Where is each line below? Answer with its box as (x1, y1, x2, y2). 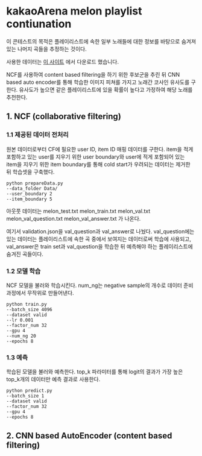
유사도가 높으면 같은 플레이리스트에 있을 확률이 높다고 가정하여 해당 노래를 (19, 86, 193, 93)
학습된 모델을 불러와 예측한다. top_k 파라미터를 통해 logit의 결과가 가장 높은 (6, 368, 183, 375)
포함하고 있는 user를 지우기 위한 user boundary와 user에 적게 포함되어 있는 (6, 153, 185, 160)
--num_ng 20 (6, 333, 36, 339)
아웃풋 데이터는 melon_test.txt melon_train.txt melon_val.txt (6, 207, 151, 215)
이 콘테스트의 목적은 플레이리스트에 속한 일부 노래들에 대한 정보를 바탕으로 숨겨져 (6, 37, 197, 45)
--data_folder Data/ (6, 185, 58, 191)
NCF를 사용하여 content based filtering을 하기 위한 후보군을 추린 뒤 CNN (6, 71, 180, 78)
